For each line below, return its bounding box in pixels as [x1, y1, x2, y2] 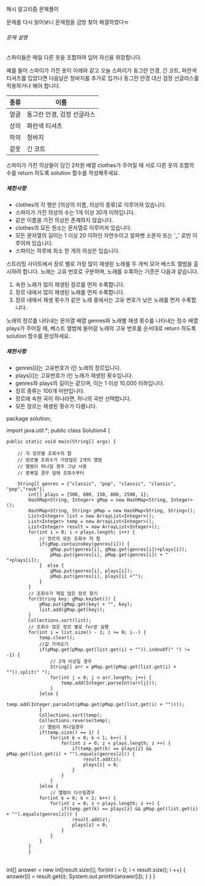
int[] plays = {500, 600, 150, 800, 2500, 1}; [28, 492, 149, 498]
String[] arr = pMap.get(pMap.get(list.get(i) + [50, 664, 176, 670]
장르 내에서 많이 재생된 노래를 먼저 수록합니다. [15, 289, 125, 296]
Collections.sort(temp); [39, 712, 103, 718]
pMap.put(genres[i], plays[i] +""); [50, 573, 144, 580]
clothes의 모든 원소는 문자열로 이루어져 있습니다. [15, 224, 132, 231]
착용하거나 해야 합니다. [6, 82, 61, 90]
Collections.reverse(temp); [39, 718, 111, 724]
